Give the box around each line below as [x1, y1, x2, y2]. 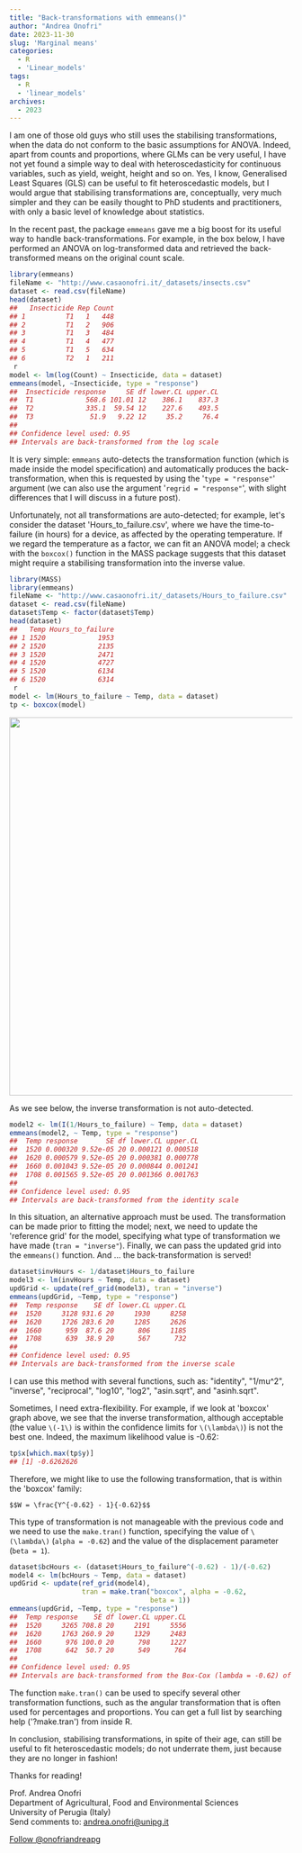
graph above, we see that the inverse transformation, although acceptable [9, 1412, 284, 1423]
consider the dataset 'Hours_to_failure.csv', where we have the [9, 519, 243, 529]
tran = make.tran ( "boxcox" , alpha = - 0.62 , [81, 1587, 247, 1596]
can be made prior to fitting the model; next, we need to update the [9, 1221, 258, 1232]
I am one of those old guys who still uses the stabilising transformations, [9, 130, 277, 140]
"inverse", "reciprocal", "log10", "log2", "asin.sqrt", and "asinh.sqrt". [9, 1385, 259, 1396]
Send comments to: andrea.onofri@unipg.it [9, 1816, 169, 1827]
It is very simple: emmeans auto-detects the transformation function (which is [9, 454, 289, 465]
